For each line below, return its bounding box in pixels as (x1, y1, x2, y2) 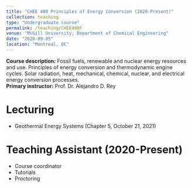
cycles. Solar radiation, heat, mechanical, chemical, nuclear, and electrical (6, 70, 185, 77)
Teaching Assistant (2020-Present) (6, 143, 183, 156)
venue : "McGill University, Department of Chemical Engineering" (6, 31, 169, 36)
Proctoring (14, 174, 40, 182)
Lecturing (6, 103, 54, 116)
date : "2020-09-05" (6, 36, 54, 42)
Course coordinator (14, 162, 62, 169)
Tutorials (14, 169, 36, 176)
